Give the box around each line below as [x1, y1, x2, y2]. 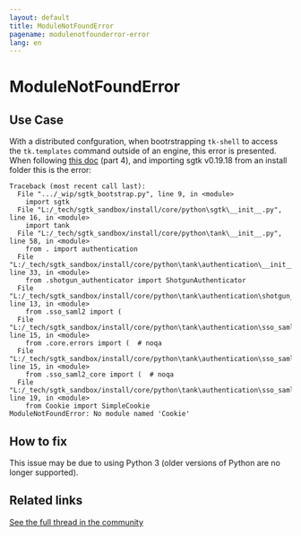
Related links [9, 493, 83, 508]
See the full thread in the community [9, 516, 144, 527]
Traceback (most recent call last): [9, 182, 146, 191]
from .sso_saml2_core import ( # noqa [25, 370, 175, 379]
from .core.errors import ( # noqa [25, 339, 163, 348]
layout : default [9, 13, 70, 22]
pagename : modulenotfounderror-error [9, 30, 150, 39]
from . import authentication [25, 245, 139, 254]
